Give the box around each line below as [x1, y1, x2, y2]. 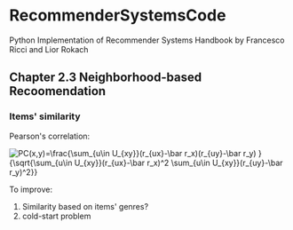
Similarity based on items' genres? [21, 201, 149, 211]
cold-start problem [21, 210, 91, 221]
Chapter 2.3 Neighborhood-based [9, 70, 202, 85]
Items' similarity [9, 110, 82, 123]
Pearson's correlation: [9, 131, 91, 141]
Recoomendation [9, 83, 107, 99]
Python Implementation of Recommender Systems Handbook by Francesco [9, 35, 286, 45]
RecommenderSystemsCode [9, 5, 226, 26]
